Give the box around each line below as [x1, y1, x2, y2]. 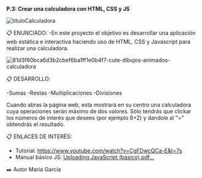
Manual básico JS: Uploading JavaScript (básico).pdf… [15, 154, 154, 161]
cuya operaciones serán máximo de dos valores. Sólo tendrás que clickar [6, 108, 192, 115]
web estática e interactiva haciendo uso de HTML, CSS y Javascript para [6, 38, 191, 45]
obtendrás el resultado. [6, 121, 65, 128]
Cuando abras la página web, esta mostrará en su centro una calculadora [6, 101, 192, 108]
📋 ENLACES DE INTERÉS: [6, 133, 72, 140]
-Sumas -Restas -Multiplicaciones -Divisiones [6, 89, 122, 97]
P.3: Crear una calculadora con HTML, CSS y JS [6, 6, 130, 12]
